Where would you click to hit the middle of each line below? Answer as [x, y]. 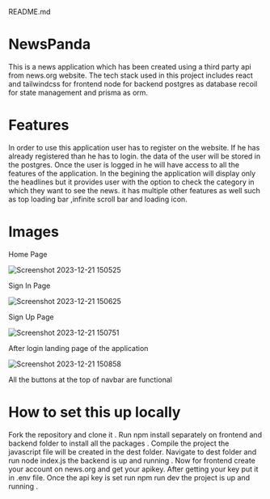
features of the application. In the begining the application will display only [132, 173]
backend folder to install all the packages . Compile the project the [119, 443]
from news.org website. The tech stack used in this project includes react [131, 75]
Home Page [28, 254]
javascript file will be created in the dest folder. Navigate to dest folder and [133, 451]
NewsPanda [50, 44]
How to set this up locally [95, 412]
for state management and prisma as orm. [78, 92]
